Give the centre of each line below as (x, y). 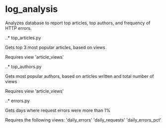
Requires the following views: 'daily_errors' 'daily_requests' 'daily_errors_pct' (83, 120)
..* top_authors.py (24, 66)
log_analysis (31, 9)
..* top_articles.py (23, 38)
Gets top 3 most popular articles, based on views (55, 47)
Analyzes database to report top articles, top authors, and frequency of (78, 23)
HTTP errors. (19, 28)
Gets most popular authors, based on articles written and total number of (80, 76)
